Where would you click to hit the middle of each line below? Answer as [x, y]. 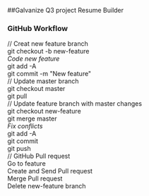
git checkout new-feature [44, 111]
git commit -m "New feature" [49, 74]
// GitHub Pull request [39, 156]
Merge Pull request [35, 178]
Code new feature [34, 59]
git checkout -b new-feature [48, 51]
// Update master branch [43, 81]
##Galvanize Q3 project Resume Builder [66, 10]
